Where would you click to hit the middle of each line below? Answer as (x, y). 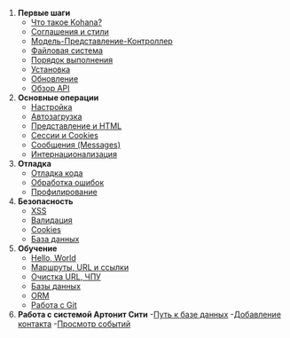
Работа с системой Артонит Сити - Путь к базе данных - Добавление (149, 314)
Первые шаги (44, 13)
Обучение (37, 248)
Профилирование (64, 192)
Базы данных (56, 286)
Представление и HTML (76, 126)
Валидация (51, 220)
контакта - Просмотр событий (74, 324)
